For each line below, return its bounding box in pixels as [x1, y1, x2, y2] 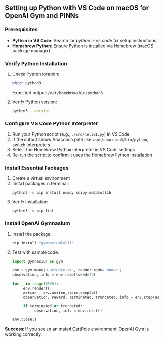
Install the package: [12, 231, 52, 237]
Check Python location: [12, 71, 60, 77]
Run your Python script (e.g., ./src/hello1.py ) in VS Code [12, 131, 130, 137]
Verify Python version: [12, 99, 57, 105]
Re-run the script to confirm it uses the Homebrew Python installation [12, 152, 153, 158]
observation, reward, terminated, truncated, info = [23, 295, 133, 300]
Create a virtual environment [12, 175, 70, 181]
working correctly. [5, 331, 42, 337]
